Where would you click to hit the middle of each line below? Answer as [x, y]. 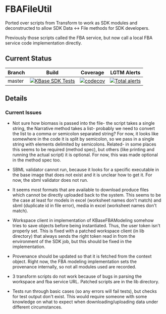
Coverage [92, 72]
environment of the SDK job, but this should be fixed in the [72, 242]
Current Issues [24, 112]
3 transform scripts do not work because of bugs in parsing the [77, 276]
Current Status [28, 59]
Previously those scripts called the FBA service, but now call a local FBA [79, 38]
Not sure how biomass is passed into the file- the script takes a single [83, 123]
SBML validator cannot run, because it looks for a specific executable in [86, 170]
